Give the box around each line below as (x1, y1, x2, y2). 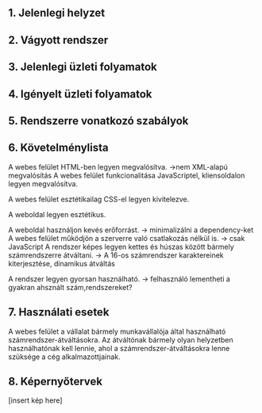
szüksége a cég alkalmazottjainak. (8, 352, 121, 361)
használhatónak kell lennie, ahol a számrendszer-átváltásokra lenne (8, 343, 230, 353)
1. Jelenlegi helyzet (8, 6, 106, 20)
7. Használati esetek (8, 305, 110, 319)
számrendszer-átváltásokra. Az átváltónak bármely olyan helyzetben (8, 335, 233, 344)
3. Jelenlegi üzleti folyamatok (8, 60, 157, 74)
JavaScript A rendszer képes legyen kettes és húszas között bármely (8, 242, 234, 251)
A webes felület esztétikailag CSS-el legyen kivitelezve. (8, 194, 190, 204)
